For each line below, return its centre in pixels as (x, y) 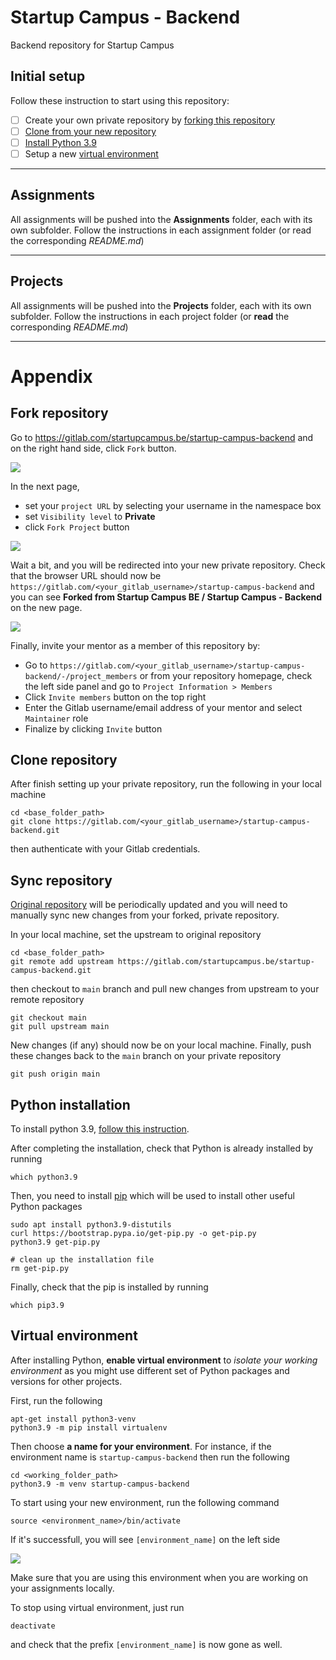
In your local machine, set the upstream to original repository (136, 935)
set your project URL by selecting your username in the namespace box (173, 505)
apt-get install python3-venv (73, 1419)
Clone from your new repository (90, 131)
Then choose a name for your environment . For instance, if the (141, 1446)
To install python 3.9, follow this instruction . (100, 1129)
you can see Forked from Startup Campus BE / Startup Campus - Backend (166, 597)
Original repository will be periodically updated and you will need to (149, 905)
